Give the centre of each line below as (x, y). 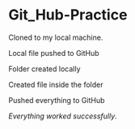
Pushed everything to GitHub (57, 100)
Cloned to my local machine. (56, 37)
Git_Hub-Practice (68, 15)
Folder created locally (44, 69)
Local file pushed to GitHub (54, 53)
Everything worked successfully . (63, 116)
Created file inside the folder (56, 84)
